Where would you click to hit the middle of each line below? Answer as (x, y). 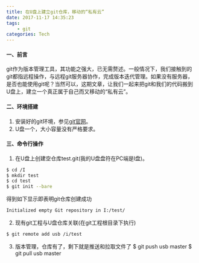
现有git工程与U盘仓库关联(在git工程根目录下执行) (75, 223)
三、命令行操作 (25, 144)
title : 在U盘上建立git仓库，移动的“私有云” (55, 12)
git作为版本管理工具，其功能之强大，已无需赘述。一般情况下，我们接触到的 (99, 69)
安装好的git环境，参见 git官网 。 (53, 121)
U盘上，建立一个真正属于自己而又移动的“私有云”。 (69, 92)
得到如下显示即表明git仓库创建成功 (49, 199)
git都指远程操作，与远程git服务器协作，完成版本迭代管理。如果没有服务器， (100, 77)
